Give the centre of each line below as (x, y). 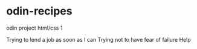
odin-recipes (39, 11)
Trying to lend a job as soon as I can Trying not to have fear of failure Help (99, 39)
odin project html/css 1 (34, 28)
